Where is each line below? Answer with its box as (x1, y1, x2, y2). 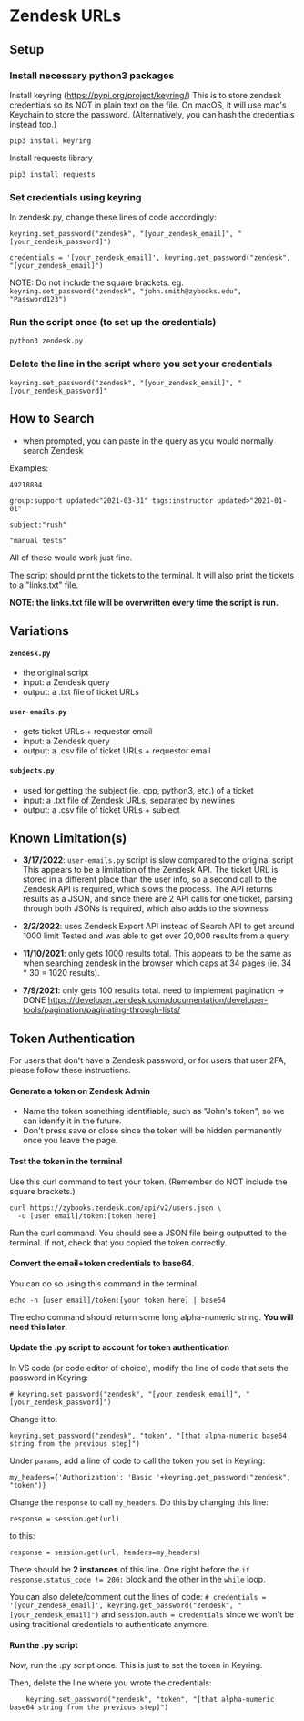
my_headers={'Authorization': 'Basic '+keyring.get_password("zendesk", (9, 1473, 291, 1482)
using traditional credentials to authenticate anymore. (9, 1619, 209, 1630)
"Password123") (9, 295, 67, 304)
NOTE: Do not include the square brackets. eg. (9, 277, 184, 288)
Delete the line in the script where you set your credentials (9, 357, 273, 370)
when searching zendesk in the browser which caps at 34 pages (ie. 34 (22, 958, 292, 968)
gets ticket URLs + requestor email (22, 726, 153, 737)
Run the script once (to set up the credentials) (9, 316, 217, 329)
